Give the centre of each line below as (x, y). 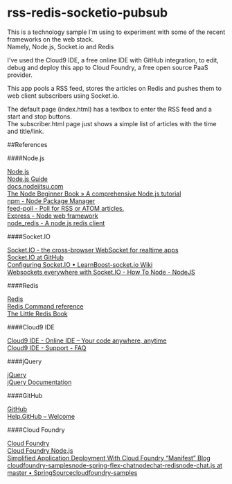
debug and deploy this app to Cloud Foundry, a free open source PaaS (108, 67)
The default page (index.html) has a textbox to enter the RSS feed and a (110, 109)
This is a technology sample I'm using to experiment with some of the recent (116, 32)
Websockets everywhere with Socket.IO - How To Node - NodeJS (101, 272)
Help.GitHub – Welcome (41, 416)
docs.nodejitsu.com (35, 186)
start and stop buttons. (40, 116)
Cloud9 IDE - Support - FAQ (47, 347)
